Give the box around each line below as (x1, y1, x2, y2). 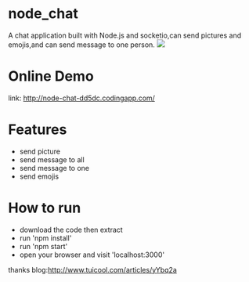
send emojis (19, 172, 60, 181)
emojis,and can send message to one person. (8, 40, 155, 49)
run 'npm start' (19, 241, 68, 251)
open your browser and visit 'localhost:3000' (19, 250, 165, 259)
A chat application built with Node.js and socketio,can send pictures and (8, 31, 241, 40)
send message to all (19, 154, 85, 164)
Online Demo (8, 67, 94, 85)
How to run (8, 199, 81, 216)
